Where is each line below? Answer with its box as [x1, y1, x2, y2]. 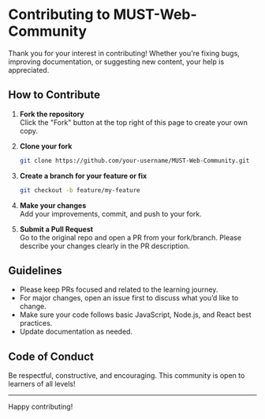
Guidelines [8, 263, 62, 277]
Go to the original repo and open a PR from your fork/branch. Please [19, 232, 242, 242]
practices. [19, 319, 53, 328]
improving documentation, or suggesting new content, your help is [8, 57, 225, 66]
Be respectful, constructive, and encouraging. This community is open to [8, 371, 245, 380]
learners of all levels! [8, 379, 77, 389]
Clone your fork [19, 141, 73, 151]
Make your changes [19, 200, 87, 210]
